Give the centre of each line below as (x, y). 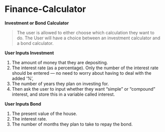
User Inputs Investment (29, 53)
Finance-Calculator (45, 9)
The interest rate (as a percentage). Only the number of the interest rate (85, 68)
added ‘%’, (23, 78)
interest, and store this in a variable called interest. (63, 94)
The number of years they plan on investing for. (60, 84)
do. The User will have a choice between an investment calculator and (88, 38)
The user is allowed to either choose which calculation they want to (85, 32)
